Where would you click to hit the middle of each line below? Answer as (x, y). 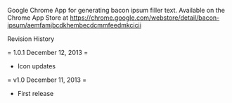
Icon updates (37, 66)
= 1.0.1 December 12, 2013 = (48, 53)
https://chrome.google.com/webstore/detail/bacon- (145, 18)
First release (36, 93)
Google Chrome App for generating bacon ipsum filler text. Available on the (116, 10)
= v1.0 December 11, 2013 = (47, 80)
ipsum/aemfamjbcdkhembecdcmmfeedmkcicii (75, 25)
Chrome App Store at (38, 18)
